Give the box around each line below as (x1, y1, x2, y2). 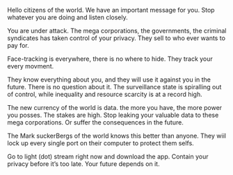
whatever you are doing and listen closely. (7, 13, 128, 21)
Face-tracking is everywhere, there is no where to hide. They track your (7, 55, 214, 63)
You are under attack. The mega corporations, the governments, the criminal (7, 27, 227, 35)
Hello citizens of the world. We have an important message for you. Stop (7, 6, 215, 14)
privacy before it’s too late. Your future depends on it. (7, 160, 160, 168)
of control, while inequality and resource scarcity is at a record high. (7, 90, 203, 98)
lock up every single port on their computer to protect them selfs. (7, 139, 195, 147)
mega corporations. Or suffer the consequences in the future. (7, 118, 184, 127)
